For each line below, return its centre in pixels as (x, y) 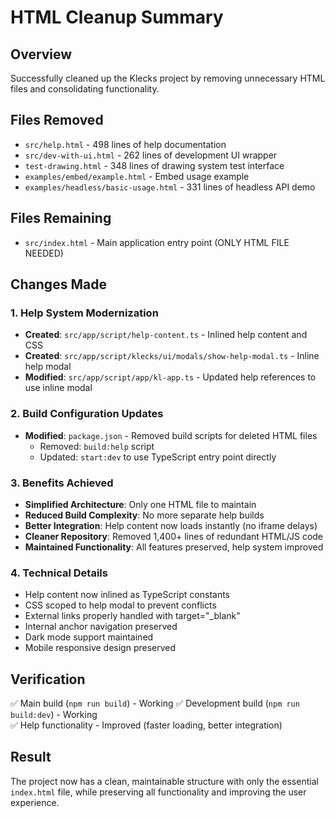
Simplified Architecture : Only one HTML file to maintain (140, 504)
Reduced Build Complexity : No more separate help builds (144, 515)
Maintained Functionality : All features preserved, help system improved (174, 547)
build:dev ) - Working (54, 715)
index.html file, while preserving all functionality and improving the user (158, 792)
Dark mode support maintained (89, 637)
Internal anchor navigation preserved (101, 627)
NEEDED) (44, 253)
